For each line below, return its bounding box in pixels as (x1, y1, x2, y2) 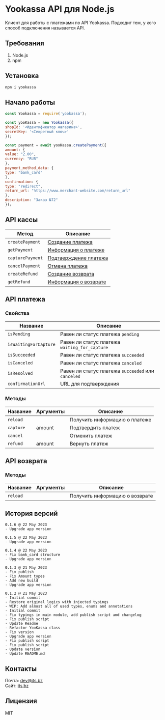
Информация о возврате (47, 278, 107, 285)
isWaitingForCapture (7, 342, 55, 347)
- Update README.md (5, 651, 45, 656)
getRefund (7, 279, 30, 284)
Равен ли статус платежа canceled (60, 360, 142, 366)
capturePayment (7, 255, 43, 261)
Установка (5, 72, 39, 80)
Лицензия (5, 697, 37, 705)
